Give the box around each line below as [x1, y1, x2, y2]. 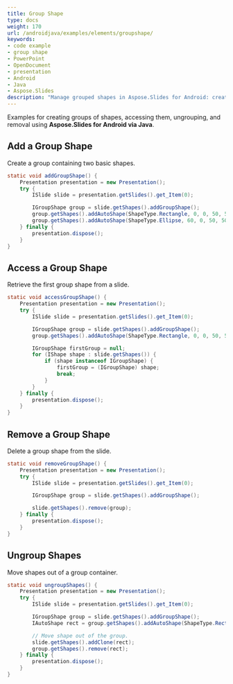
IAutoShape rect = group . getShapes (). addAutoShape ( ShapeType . [32, 619, 216, 626]
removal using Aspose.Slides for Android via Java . [7, 121, 155, 128]
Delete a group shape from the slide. [7, 447, 112, 455]
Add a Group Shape [7, 140, 93, 153]
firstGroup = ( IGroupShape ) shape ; [56, 364, 159, 371]
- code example [7, 42, 51, 49]
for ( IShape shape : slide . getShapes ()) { [32, 351, 157, 358]
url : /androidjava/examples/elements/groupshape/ [7, 29, 154, 37]
